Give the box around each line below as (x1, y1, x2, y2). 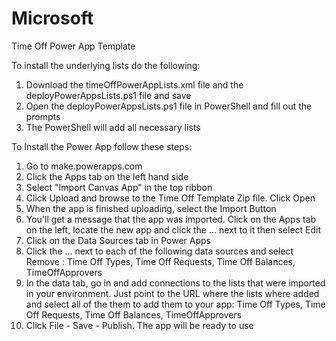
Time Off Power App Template (11, 40, 136, 52)
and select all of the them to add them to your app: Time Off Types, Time (25, 298, 326, 310)
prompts (25, 110, 61, 122)
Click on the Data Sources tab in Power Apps (25, 234, 211, 246)
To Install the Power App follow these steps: (11, 140, 193, 152)
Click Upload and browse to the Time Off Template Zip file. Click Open (25, 192, 316, 204)
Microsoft (11, 7, 94, 30)
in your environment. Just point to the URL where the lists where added (25, 287, 320, 299)
